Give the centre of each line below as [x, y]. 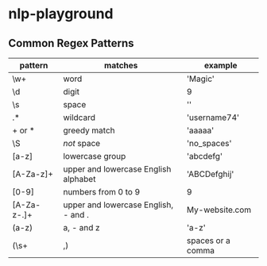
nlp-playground [61, 14]
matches [121, 66]
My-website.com [219, 210]
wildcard [79, 118]
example [221, 66]
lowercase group [95, 156]
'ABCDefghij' [210, 174]
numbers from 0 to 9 [102, 192]
